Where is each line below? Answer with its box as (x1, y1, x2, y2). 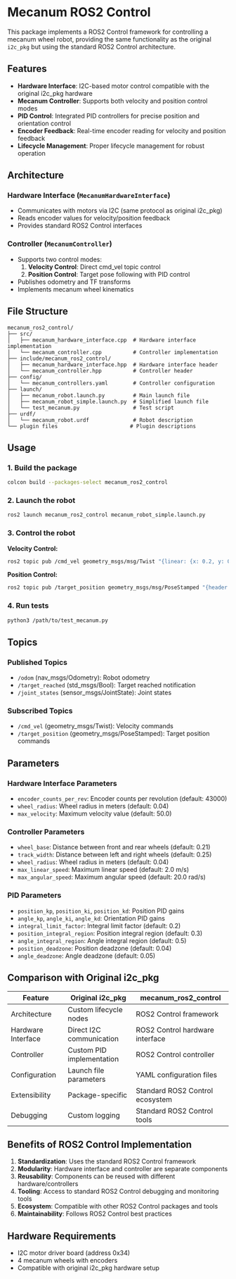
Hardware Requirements (7, 1230, 117, 1242)
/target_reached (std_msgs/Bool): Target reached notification (17, 681, 196, 690)
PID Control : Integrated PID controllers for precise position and (17, 111, 200, 120)
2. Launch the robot (7, 496, 76, 506)
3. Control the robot (7, 528, 76, 538)
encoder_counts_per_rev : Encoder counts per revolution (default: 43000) (17, 794, 228, 803)
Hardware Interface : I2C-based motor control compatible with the (17, 82, 209, 90)
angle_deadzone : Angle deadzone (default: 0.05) (17, 952, 156, 960)
